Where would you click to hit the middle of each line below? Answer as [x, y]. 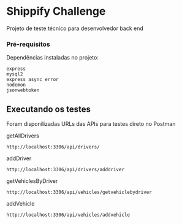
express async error [33, 80]
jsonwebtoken [23, 90]
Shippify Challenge [56, 11]
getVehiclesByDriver [32, 181]
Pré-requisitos [28, 44]
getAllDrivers [23, 136]
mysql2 [15, 74]
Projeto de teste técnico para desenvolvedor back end [75, 28]
